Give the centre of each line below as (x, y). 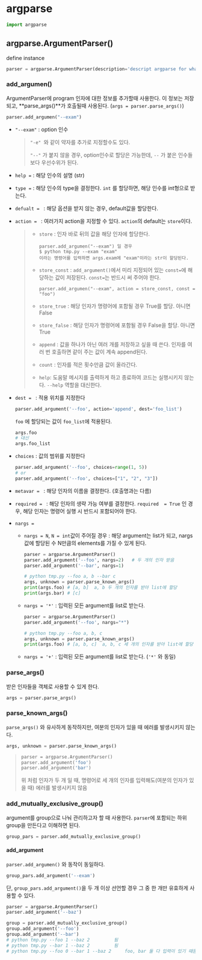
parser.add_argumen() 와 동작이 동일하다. (56, 864)
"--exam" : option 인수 (41, 129)
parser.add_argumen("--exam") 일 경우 (85, 246)
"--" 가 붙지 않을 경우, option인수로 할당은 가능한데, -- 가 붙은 (103, 154)
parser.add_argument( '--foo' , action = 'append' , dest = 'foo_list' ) (98, 409)
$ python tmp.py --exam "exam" (78, 251)
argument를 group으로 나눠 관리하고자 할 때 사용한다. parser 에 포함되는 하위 (97, 818)
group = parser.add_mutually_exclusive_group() (67, 923)
